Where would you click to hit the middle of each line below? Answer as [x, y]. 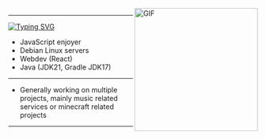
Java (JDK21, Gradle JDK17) [65, 67]
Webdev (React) [46, 59]
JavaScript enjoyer [50, 42]
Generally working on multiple [68, 90]
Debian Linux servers [54, 50]
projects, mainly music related [69, 98]
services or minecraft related [67, 107]
